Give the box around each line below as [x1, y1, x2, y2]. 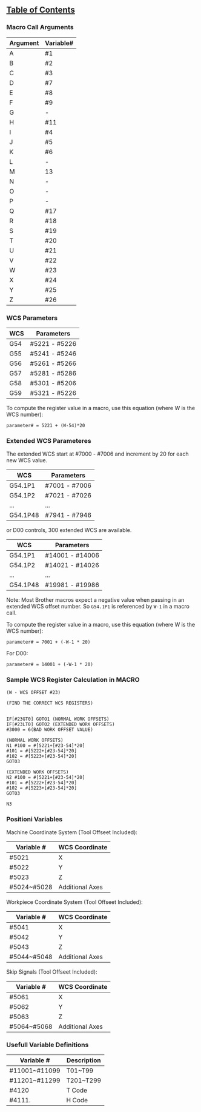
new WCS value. [6, 457, 48, 464]
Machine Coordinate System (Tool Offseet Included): [6, 828, 138, 836]
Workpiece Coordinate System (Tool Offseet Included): [6, 898, 143, 906]
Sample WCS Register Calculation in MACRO [6, 676, 140, 684]
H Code [66, 1096, 88, 1105]
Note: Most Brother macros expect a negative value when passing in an [6, 596, 185, 604]
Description [66, 1056, 101, 1065]
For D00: [6, 650, 28, 657]
